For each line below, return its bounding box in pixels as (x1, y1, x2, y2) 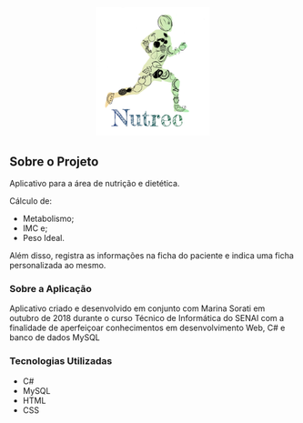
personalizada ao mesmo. (9, 260, 106, 271)
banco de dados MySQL (9, 332, 100, 343)
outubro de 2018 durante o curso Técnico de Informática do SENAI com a (9, 313, 285, 324)
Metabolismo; (22, 213, 75, 225)
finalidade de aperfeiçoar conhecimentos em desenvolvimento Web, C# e (9, 322, 286, 334)
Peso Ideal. (22, 233, 66, 244)
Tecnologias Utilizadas (9, 355, 113, 368)
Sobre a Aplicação (9, 282, 93, 295)
